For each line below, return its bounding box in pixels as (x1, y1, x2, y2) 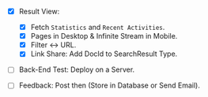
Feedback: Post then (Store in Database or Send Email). (18, 80, 201, 90)
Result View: (18, 7, 60, 16)
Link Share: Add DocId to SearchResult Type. (30, 49, 178, 58)
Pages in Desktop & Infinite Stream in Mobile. (30, 32, 178, 41)
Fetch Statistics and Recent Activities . (30, 23, 165, 32)
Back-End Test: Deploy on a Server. (18, 65, 135, 74)
